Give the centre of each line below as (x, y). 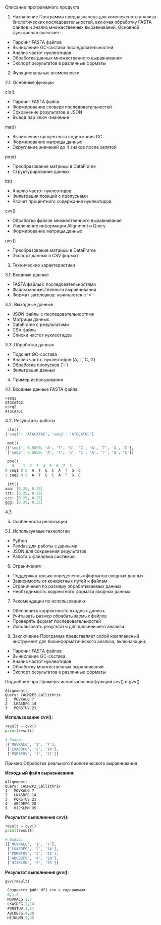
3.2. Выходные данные (29, 304)
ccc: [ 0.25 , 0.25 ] (24, 498)
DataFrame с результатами (41, 325)
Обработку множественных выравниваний (58, 667)
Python (20, 541)
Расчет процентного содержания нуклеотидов (62, 201)
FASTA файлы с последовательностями (54, 284)
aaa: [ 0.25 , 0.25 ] (24, 489)
